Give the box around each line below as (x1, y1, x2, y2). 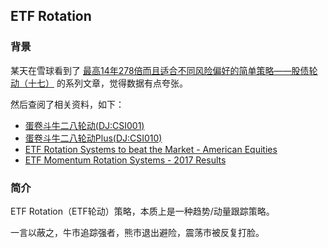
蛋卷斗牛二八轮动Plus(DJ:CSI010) (24, 132, 163, 144)
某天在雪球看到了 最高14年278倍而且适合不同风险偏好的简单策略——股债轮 (10, 64, 318, 76)
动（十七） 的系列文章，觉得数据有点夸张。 (10, 77, 188, 89)
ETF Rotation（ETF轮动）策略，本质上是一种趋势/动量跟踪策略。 (10, 205, 275, 217)
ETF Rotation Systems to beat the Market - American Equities (24, 143, 278, 155)
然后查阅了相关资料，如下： (10, 98, 125, 110)
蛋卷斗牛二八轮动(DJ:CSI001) (24, 119, 145, 131)
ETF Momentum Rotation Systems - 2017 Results (24, 154, 227, 166)
